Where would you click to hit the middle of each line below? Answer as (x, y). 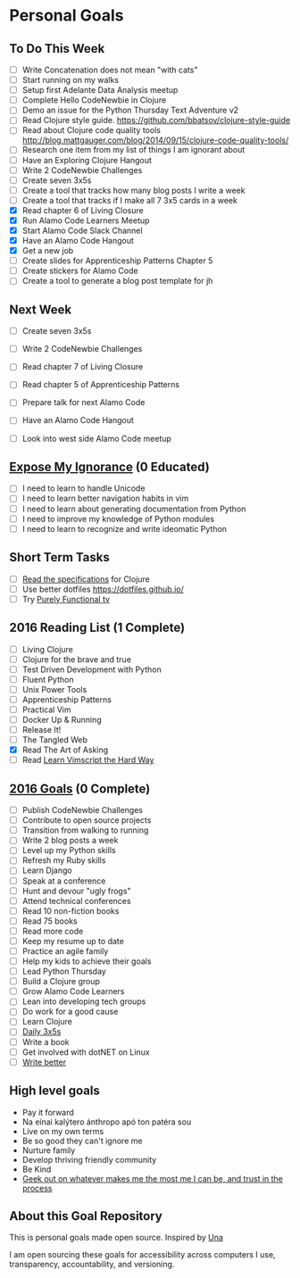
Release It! (42, 730)
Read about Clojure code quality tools (91, 130)
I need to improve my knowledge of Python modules (118, 519)
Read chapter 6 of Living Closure (83, 210)
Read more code (53, 931)
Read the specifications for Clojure (86, 579)
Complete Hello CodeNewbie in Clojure (94, 100)
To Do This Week (57, 49)
